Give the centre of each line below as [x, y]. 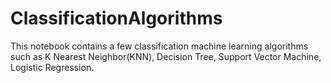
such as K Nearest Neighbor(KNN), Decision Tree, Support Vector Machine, [166, 56]
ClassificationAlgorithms [116, 18]
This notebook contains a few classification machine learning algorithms [159, 46]
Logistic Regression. [52, 67]
